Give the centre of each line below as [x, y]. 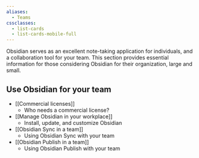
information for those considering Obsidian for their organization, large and [99, 64]
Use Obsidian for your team [59, 89]
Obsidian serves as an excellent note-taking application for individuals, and [99, 51]
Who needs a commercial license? [67, 110]
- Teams [21, 17]
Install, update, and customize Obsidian [73, 123]
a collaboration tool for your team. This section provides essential [87, 58]
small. [14, 70]
